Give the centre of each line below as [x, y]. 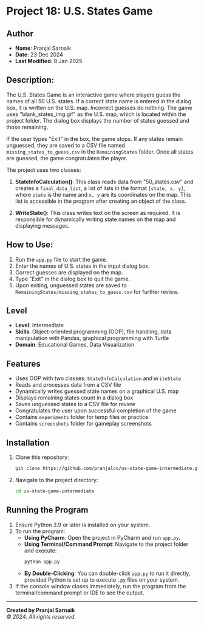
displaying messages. [42, 225]
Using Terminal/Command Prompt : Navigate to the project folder [106, 544]
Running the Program [47, 510]
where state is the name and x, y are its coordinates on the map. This [103, 194]
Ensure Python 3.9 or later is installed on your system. [83, 525]
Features [23, 363]
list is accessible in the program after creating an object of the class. [100, 201]
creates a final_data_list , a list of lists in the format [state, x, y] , [100, 188]
